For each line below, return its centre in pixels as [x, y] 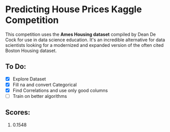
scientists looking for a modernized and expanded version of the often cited [84, 45]
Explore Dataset [29, 79]
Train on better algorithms [40, 96]
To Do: [16, 67]
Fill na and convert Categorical [45, 85]
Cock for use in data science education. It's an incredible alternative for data [85, 40]
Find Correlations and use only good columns [60, 90]
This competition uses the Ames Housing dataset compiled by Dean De [81, 34]
